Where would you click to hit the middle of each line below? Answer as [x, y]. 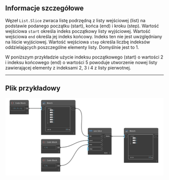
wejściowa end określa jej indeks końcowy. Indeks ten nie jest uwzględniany [84, 36]
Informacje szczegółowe [45, 8]
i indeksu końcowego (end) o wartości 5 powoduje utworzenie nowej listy [81, 62]
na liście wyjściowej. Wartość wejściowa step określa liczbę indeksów [78, 42]
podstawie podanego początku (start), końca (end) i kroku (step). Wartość [82, 26]
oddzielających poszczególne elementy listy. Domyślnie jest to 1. [72, 47]
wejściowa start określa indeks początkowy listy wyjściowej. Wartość [78, 31]
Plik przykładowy [33, 88]
